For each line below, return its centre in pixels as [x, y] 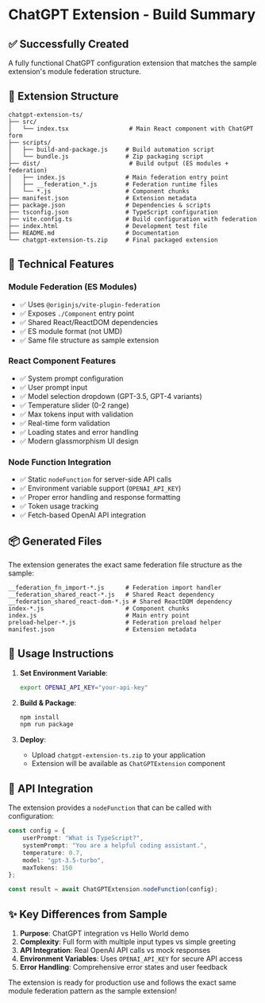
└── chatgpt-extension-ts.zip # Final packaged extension [113, 240]
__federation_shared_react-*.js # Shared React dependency [111, 594]
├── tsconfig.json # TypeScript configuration [113, 212]
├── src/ [23, 122]
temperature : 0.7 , [53, 853]
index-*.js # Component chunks [99, 608]
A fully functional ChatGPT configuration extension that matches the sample [132, 63]
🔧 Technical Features [61, 264]
